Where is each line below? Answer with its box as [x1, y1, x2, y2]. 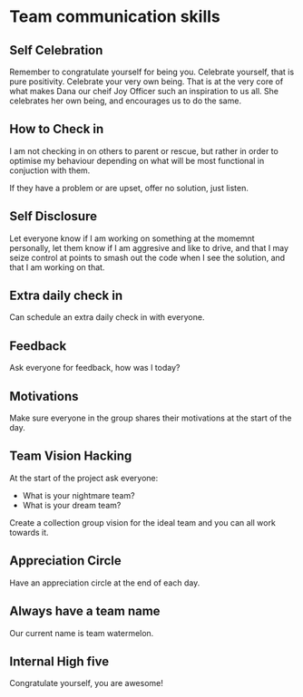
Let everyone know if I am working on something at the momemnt [9, 233, 256, 244]
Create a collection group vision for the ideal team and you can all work [9, 517, 277, 528]
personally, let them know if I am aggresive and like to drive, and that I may [9, 242, 288, 253]
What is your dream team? [22, 499, 122, 510]
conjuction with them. [9, 165, 91, 176]
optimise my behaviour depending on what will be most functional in [9, 155, 265, 166]
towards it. [9, 527, 49, 537]
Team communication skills [9, 6, 220, 27]
